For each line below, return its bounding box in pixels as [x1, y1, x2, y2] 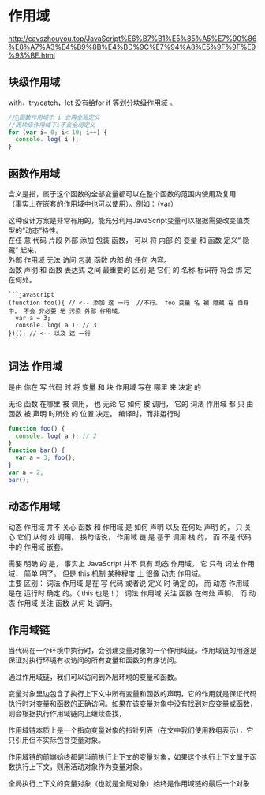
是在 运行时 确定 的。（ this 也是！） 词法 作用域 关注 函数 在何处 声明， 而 [8, 588, 247, 598]
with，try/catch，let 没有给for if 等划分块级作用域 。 [8, 98, 177, 107]
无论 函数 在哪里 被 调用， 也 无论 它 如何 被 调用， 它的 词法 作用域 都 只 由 [8, 399, 254, 409]
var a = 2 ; [8, 468, 44, 476]
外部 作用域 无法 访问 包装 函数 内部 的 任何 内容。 [8, 255, 171, 264]
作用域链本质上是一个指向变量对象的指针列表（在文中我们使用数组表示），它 [8, 726, 254, 735]
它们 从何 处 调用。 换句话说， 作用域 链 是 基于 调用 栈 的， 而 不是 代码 [17, 532, 252, 541]
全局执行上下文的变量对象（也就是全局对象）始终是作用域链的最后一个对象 [8, 778, 250, 789]
